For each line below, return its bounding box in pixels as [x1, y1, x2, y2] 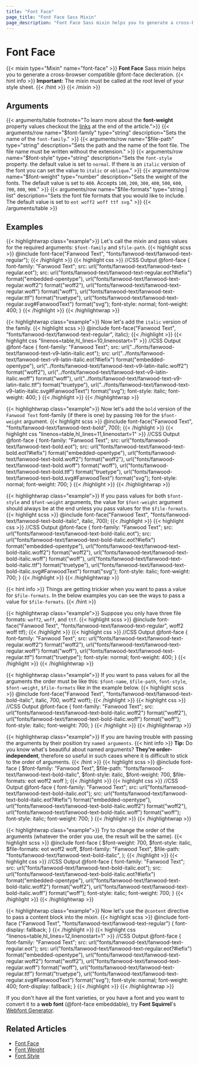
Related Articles [6, 1024, 67, 1034]
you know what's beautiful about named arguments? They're [6, 746, 156, 753]
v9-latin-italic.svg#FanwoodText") [6, 387, 90, 394]
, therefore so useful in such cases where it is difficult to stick [38, 752, 188, 759]
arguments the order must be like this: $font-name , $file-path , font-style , [6, 678, 188, 685]
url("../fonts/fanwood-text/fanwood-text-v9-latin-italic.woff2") [36, 362, 188, 369]
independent [6, 752, 38, 759]
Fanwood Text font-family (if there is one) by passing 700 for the [6, 411, 160, 418]
